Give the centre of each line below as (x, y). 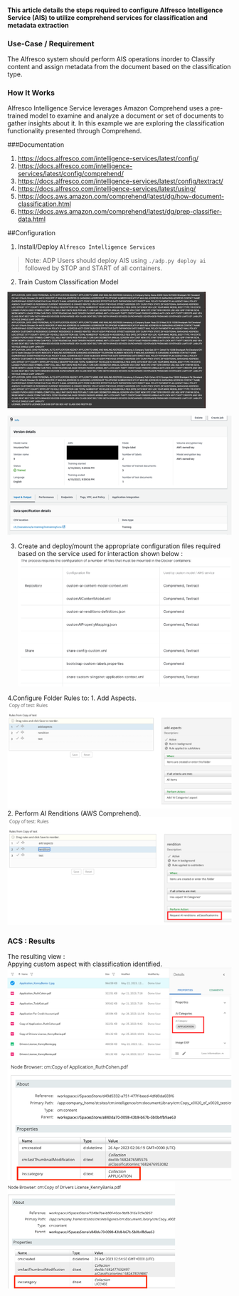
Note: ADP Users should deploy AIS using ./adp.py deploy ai (115, 261)
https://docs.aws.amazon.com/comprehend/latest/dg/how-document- (121, 197)
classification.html (44, 204)
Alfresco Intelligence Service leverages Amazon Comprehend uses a (108, 108)
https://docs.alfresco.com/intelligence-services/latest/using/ (107, 189)
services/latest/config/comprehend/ (71, 174)
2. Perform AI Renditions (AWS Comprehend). (74, 813)
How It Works (31, 93)
